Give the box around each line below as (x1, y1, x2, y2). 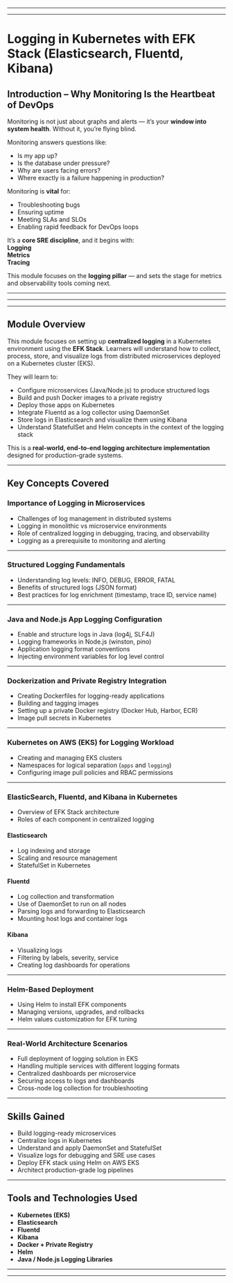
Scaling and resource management (17, 854, 118, 862)
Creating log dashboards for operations (17, 961, 130, 969)
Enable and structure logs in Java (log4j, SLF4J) (17, 630, 155, 639)
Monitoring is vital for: (7, 187, 71, 195)
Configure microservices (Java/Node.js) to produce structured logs (17, 386, 210, 394)
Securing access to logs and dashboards (17, 1076, 135, 1085)
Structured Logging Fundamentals (7, 560, 126, 569)
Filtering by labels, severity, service (17, 953, 119, 961)
